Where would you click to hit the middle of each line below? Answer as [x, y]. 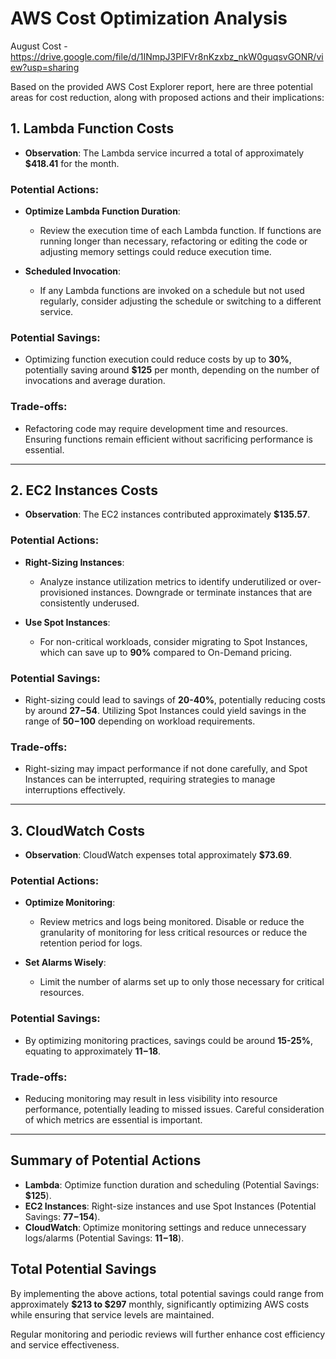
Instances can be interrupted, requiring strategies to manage [150, 779]
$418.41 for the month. [72, 163]
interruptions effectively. [75, 790]
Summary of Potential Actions [106, 1160]
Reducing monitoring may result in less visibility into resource [151, 1099]
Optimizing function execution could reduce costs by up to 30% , [158, 359]
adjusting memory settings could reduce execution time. [155, 252]
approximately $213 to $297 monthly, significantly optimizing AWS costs [160, 1304]
